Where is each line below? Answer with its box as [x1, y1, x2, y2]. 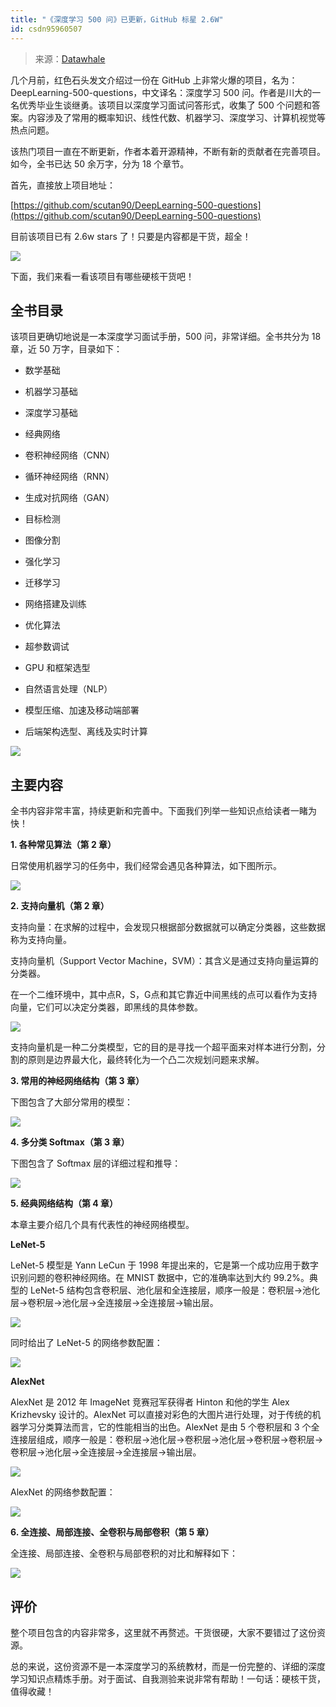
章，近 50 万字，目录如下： [10, 343, 123, 355]
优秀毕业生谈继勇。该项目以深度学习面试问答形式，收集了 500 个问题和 [18, 99, 312, 111]
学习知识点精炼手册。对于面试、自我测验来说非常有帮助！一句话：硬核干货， [10, 1672, 326, 1685]
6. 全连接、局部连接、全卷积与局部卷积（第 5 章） [10, 1526, 215, 1538]
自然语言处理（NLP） [24, 683, 113, 695]
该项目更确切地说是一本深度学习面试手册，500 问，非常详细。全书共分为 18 [10, 331, 322, 343]
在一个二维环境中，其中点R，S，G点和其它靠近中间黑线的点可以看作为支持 [10, 989, 318, 1001]
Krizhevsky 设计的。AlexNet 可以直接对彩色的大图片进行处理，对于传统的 [10, 1409, 313, 1421]
